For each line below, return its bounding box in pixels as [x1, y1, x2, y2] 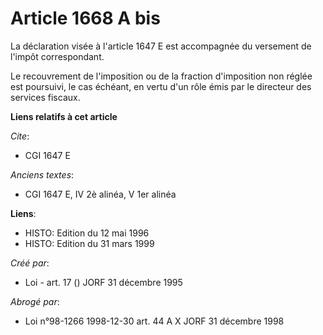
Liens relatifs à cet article [10, 110, 118, 122]
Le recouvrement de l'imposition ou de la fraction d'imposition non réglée [10, 70, 313, 82]
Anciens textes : [10, 168, 75, 181]
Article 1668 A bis [10, 7, 161, 30]
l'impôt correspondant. [10, 50, 105, 62]
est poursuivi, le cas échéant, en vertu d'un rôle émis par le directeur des [10, 80, 312, 92]
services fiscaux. [10, 91, 81, 103]
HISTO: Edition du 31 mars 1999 [24, 237, 155, 249]
